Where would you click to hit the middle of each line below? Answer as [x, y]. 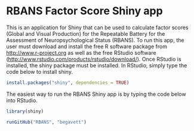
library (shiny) [25, 111]
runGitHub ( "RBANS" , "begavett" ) [46, 122]
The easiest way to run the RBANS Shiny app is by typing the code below [96, 94]
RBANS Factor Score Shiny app [84, 11]
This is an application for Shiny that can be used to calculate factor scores [98, 27]
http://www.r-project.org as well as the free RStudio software [81, 52]
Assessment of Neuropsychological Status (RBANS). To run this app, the [95, 40]
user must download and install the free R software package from [87, 46]
